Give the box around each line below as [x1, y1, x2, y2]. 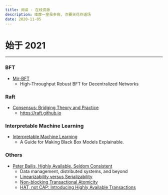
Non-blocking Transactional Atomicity [19, 178, 98, 185]
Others [5, 151, 22, 158]
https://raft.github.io [19, 109, 61, 115]
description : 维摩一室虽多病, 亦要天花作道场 [5, 12, 91, 17]
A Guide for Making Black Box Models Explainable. [19, 139, 124, 145]
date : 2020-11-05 [5, 16, 41, 21]
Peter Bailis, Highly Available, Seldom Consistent [12, 163, 112, 169]
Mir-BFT [12, 75, 30, 81]
